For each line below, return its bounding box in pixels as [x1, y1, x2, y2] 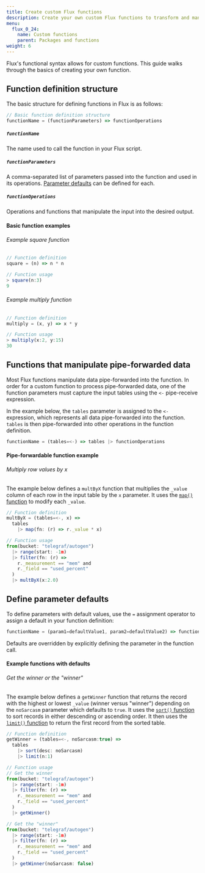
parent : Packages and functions [17, 37, 99, 43]
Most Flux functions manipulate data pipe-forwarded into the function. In [6, 376, 189, 383]
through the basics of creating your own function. [6, 66, 131, 73]
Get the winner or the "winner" [6, 674, 84, 681]
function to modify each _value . [6, 498, 87, 505]
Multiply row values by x [6, 465, 68, 473]
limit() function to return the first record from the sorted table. [6, 719, 166, 726]
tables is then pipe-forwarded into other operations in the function [6, 420, 174, 427]
